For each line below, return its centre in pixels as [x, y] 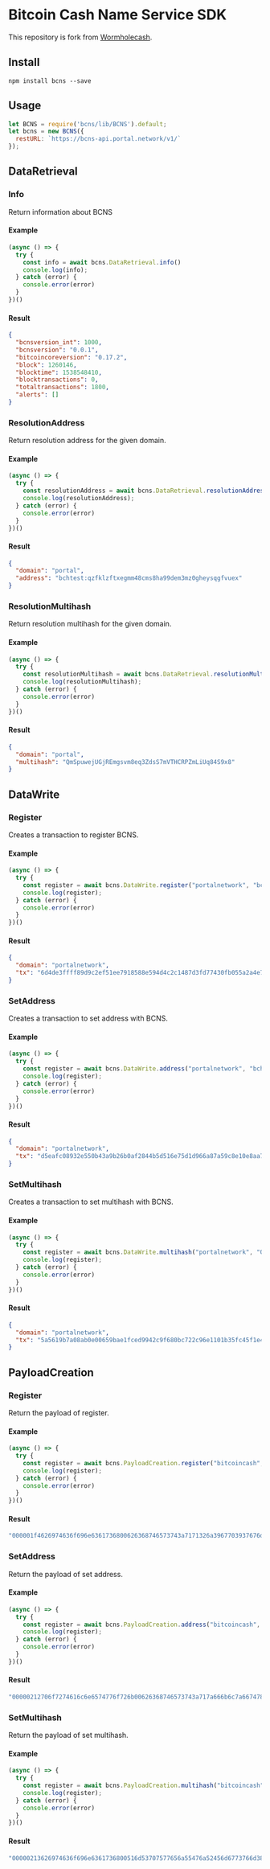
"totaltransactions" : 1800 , [63, 388]
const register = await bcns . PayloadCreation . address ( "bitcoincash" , [142, 1625]
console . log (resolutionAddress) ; [79, 499]
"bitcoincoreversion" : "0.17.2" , [72, 357]
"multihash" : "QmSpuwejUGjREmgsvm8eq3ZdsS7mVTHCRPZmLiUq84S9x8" [125, 762]
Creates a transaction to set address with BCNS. [88, 1018]
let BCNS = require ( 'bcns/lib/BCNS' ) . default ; [88, 124]
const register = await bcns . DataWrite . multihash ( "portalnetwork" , [138, 1252]
